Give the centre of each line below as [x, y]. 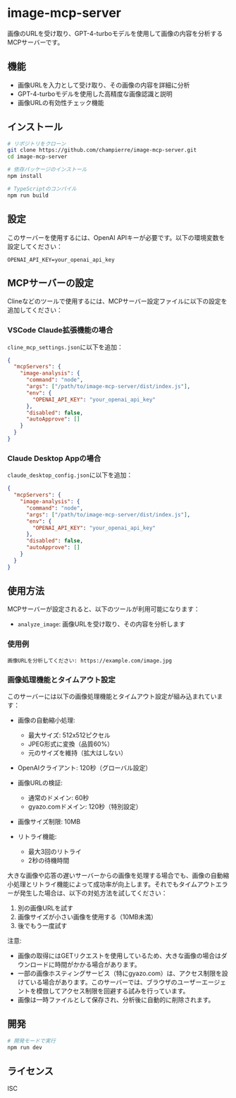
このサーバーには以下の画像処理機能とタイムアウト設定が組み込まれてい [112, 696]
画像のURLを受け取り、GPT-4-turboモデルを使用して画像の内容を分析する [115, 33]
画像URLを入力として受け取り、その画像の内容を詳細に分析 [104, 85]
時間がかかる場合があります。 [98, 965]
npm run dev [25, 1047]
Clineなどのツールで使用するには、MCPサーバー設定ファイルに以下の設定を [117, 301]
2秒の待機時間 [49, 861]
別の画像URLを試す [45, 908]
